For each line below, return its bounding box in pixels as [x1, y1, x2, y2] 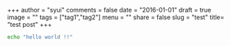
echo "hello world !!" [7, 34, 73, 41]
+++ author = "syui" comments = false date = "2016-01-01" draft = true [7, 6, 212, 14]
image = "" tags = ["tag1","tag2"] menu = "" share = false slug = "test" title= [7, 13, 225, 21]
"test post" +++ [7, 21, 52, 28]
